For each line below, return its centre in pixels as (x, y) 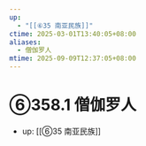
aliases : (25, 42)
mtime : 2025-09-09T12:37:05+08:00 (73, 58)
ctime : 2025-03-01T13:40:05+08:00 (73, 34)
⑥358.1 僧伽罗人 (73, 105)
